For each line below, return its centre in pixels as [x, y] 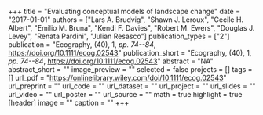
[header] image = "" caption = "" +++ [69, 102]
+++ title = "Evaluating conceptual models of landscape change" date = [124, 11]
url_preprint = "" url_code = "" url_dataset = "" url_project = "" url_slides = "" [132, 86]
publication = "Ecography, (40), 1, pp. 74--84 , [82, 45]
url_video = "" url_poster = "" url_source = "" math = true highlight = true [125, 94]
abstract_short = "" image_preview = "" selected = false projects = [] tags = [130, 69]
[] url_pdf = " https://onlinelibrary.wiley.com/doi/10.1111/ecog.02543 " [117, 78]
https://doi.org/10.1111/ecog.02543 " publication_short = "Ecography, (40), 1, [130, 53]
